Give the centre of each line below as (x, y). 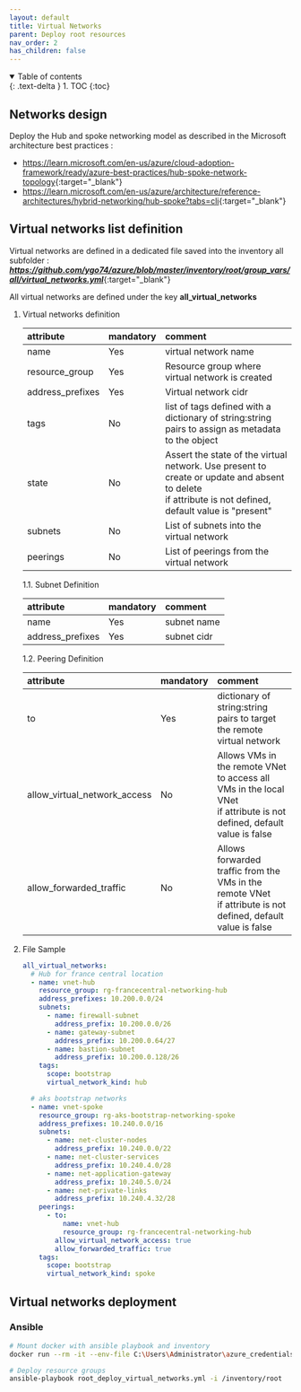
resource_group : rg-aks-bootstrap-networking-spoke (137, 1115)
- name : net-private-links (97, 1190)
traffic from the (249, 871)
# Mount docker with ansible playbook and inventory (110, 1346)
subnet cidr (189, 636)
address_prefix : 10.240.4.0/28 (113, 1165)
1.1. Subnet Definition (60, 584)
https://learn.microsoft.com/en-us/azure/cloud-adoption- (128, 162)
